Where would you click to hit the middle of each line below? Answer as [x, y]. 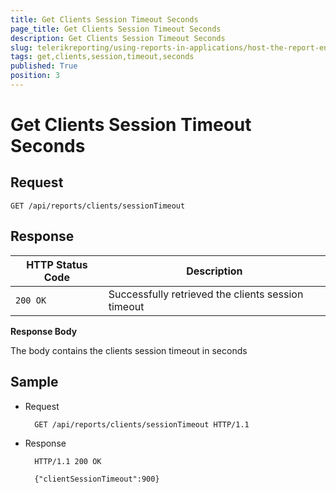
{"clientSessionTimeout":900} [97, 479]
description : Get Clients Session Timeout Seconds [118, 38]
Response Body [44, 331]
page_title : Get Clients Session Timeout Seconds [116, 29]
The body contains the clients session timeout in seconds [129, 350]
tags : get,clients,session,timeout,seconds [102, 57]
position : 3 [35, 76]
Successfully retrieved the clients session [206, 294]
